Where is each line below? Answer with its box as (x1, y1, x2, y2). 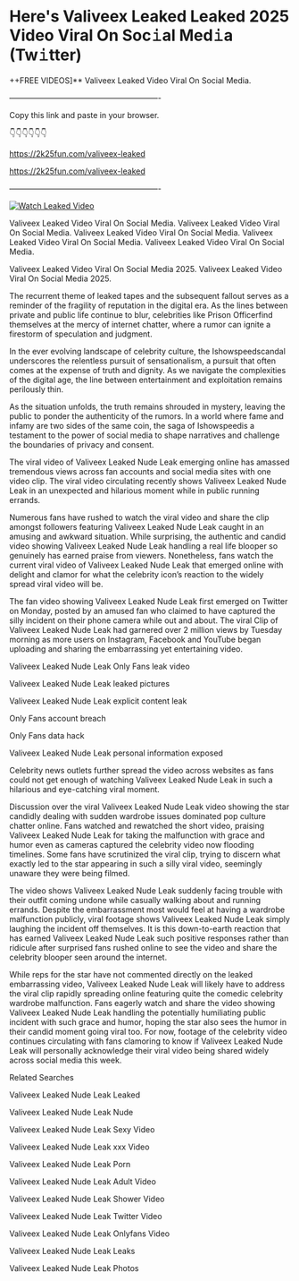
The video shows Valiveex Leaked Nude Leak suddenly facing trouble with (9, 884, 283, 896)
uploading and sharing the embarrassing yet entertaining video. (9, 643, 244, 654)
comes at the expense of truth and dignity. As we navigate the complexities (9, 364, 287, 375)
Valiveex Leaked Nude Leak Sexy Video (9, 1123, 155, 1134)
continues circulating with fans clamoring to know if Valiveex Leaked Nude (9, 1036, 284, 1046)
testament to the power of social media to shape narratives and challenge (9, 430, 280, 440)
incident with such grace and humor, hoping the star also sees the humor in (9, 1016, 287, 1027)
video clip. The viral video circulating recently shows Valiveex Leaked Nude (9, 475, 287, 486)
